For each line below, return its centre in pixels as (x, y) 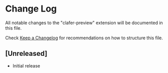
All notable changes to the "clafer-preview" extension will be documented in (84, 23)
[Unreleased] (26, 54)
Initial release (26, 65)
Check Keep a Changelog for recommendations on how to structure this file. (84, 38)
